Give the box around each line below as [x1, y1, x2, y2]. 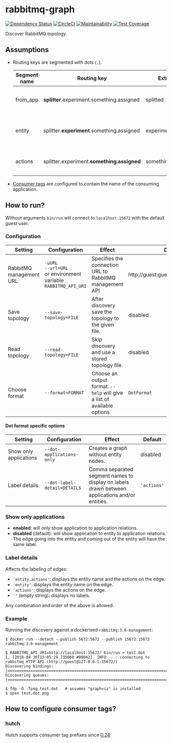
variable [44, 277, 64, 284]
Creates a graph [89, 445, 128, 452]
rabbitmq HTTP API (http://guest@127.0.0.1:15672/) [5, 659, 118, 664]
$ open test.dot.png [5, 691, 50, 696]
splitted [145, 96, 164, 103]
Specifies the [91, 255, 123, 262]
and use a [91, 349, 115, 356]
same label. [12, 541, 37, 548]
